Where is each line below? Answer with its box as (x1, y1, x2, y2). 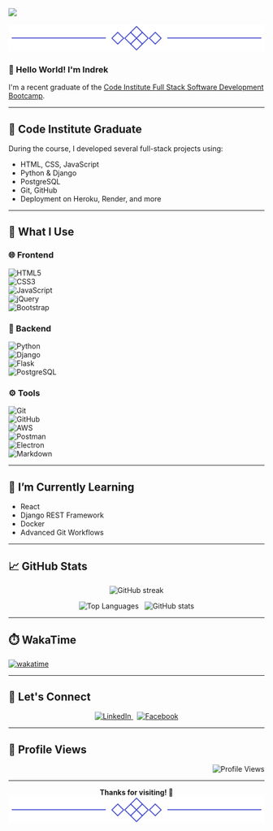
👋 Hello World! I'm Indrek (8, 63, 109, 75)
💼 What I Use (8, 225, 75, 239)
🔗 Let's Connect (8, 690, 91, 704)
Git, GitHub (19, 185, 58, 195)
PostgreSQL (19, 176, 61, 186)
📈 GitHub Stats (8, 560, 88, 573)
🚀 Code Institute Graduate (8, 122, 142, 136)
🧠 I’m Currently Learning (8, 480, 135, 494)
